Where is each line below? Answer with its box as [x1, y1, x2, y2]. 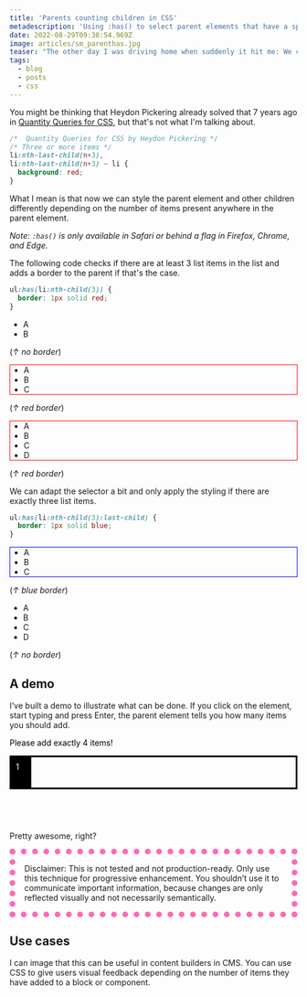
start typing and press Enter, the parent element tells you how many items [9, 710, 288, 721]
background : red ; [17, 168, 84, 177]
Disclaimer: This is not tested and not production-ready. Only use [24, 863, 270, 874]
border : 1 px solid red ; [17, 294, 108, 303]
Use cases [9, 933, 70, 949]
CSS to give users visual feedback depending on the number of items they [9, 967, 290, 979]
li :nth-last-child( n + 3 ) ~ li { [9, 159, 129, 169]
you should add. [9, 719, 70, 730]
